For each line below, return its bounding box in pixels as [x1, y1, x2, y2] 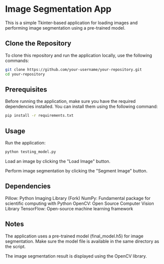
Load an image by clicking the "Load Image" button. [5, 158, 111, 164]
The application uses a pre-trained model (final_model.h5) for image [5, 233, 144, 239]
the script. [5, 243, 26, 249]
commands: [5, 58, 30, 64]
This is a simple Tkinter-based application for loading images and [5, 20, 138, 26]
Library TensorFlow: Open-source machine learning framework [5, 205, 133, 211]
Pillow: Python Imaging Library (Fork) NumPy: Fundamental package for [5, 195, 151, 201]
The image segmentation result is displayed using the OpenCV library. [5, 253, 147, 259]
